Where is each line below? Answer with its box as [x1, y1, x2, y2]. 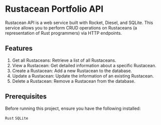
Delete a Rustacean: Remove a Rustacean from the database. [12, 78, 136, 84]
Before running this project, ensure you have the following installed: [5, 105, 141, 111]
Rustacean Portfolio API [5, 3, 103, 15]
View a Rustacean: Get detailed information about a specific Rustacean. [12, 62, 157, 68]
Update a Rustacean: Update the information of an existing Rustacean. [12, 73, 154, 79]
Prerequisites [5, 92, 47, 101]
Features [5, 44, 33, 52]
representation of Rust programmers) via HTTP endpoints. [5, 30, 122, 36]
